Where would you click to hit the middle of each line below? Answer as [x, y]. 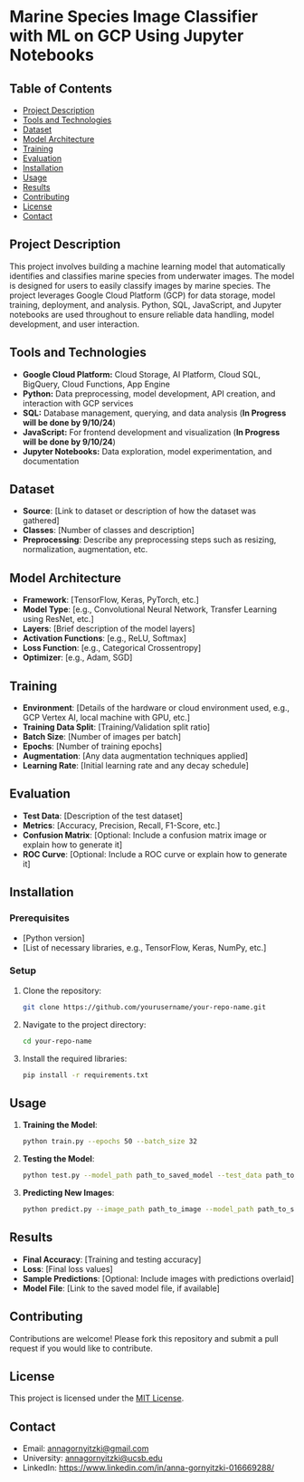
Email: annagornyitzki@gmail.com [85, 1449]
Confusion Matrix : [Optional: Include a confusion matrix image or [144, 835]
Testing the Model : [58, 1159]
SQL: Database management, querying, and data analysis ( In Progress [154, 413]
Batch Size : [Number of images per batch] [102, 737]
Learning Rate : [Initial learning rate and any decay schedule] [135, 766]
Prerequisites [39, 918]
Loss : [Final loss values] [67, 1268]
